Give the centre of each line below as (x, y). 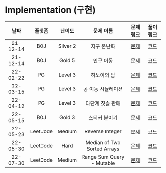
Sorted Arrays (103, 149)
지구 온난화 (103, 46)
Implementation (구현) (51, 10)
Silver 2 (67, 46)
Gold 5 (67, 60)
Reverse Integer (103, 131)
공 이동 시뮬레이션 (103, 89)
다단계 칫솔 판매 (103, 103)
